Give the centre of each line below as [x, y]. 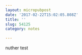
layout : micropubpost [28, 10]
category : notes [22, 29]
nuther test [17, 48]
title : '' [16, 19]
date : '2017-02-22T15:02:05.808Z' [42, 15]
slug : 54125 [18, 24]
